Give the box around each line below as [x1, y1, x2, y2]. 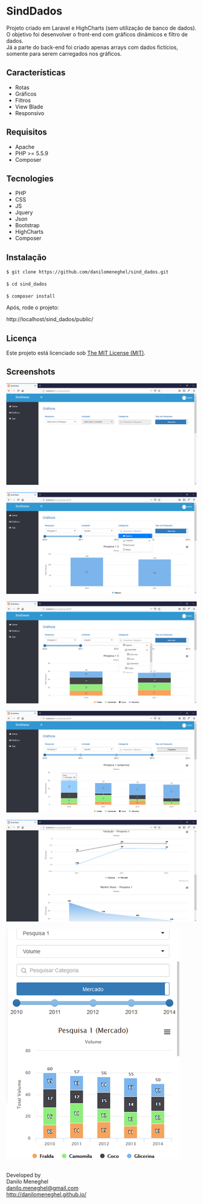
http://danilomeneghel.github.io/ [6, 1191, 86, 1198]
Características [6, 68, 66, 78]
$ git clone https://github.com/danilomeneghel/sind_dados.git [6, 269, 169, 275]
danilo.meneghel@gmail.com [6, 1184, 79, 1191]
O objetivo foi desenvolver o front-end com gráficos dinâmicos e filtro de [6, 30, 188, 38]
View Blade [14, 103, 43, 110]
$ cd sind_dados [6, 281, 47, 287]
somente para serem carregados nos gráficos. [6, 50, 122, 57]
